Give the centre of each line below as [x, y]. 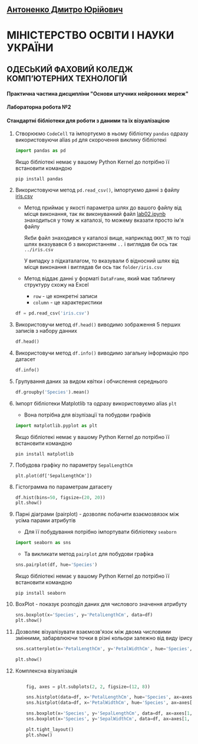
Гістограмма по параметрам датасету [64, 487]
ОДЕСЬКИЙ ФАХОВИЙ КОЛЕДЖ [70, 69]
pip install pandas [39, 179]
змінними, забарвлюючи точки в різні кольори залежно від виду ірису [104, 638]
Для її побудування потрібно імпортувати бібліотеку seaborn [100, 532]
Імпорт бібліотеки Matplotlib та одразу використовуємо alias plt [96, 403]
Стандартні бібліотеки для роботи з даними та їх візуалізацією [88, 120]
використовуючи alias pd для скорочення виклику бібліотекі [91, 140]
